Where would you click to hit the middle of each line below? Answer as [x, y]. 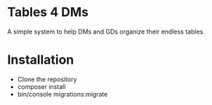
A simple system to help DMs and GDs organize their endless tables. [106, 31]
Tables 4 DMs [48, 12]
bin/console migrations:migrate [62, 94]
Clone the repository [47, 79]
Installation [41, 60]
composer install [41, 86]
